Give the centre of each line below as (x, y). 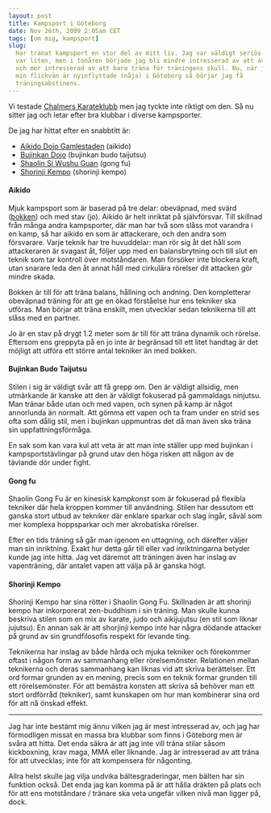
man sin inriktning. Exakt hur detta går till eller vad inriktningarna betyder (129, 549)
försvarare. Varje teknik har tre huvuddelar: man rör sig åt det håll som (125, 242)
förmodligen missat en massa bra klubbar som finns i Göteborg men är (126, 735)
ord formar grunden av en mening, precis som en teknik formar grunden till (133, 678)
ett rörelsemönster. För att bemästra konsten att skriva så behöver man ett (131, 686)
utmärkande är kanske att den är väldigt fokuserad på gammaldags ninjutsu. (135, 395)
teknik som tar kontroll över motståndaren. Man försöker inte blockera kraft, (134, 259)
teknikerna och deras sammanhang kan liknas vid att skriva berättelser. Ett (132, 669)
